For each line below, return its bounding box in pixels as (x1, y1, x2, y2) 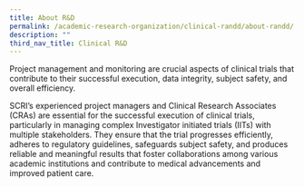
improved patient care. (9, 168, 94, 179)
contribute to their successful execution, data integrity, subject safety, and (9, 74, 288, 84)
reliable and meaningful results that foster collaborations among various (9, 149, 279, 160)
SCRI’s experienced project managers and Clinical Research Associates (9, 101, 277, 112)
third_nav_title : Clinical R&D (9, 38, 128, 48)
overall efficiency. (9, 83, 75, 93)
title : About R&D (9, 13, 75, 23)
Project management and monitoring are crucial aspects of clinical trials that (9, 64, 295, 74)
